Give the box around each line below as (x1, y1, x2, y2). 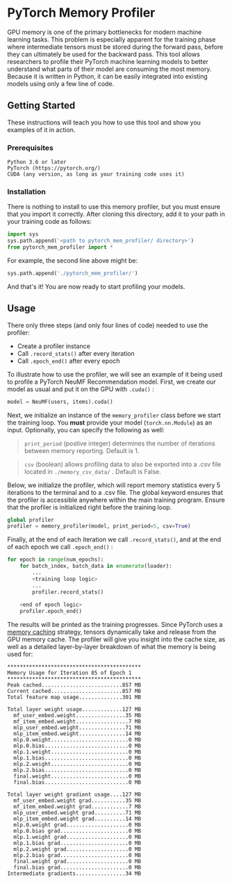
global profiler (7, 516, 54, 523)
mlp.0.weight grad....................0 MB (13, 821, 141, 828)
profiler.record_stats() (32, 589, 104, 596)
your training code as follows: (7, 218, 92, 226)
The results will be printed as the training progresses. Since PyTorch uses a (7, 621, 224, 629)
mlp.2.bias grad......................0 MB (13, 852, 141, 859)
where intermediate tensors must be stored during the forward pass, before (7, 42, 224, 51)
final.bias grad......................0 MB (13, 864, 141, 871)
